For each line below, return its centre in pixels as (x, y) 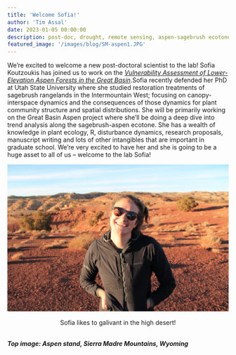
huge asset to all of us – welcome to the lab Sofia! (79, 155)
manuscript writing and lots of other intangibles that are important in (106, 140)
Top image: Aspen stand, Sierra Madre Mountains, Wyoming (98, 344)
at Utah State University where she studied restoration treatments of (106, 88)
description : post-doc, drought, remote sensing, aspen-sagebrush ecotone (119, 37)
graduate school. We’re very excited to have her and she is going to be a (112, 147)
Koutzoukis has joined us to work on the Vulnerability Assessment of (106, 73)
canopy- (199, 95)
